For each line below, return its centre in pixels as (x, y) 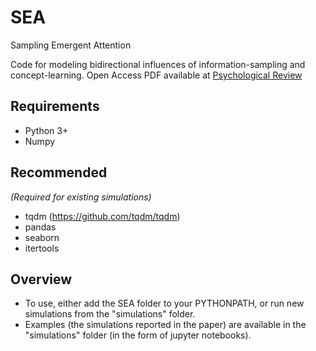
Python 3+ (46, 130)
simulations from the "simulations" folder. (110, 314)
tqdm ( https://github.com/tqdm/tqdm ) (102, 216)
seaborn (42, 237)
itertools (42, 248)
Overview (41, 279)
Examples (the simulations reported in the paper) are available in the (165, 325)
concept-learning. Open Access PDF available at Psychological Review (156, 75)
